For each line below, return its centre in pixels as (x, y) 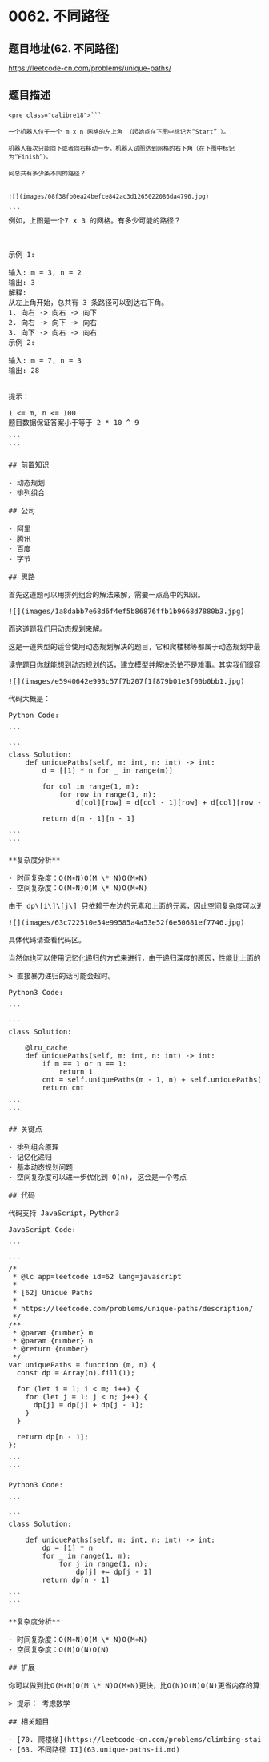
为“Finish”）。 (30, 157)
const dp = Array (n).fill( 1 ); (76, 1373)
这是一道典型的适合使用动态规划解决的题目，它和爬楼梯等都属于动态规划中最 (134, 646)
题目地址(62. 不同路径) (64, 48)
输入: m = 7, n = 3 (45, 360)
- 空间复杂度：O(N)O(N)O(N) (59, 1649)
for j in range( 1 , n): (103, 1563)
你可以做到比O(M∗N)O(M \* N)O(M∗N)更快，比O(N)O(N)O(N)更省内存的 (131, 1685)
